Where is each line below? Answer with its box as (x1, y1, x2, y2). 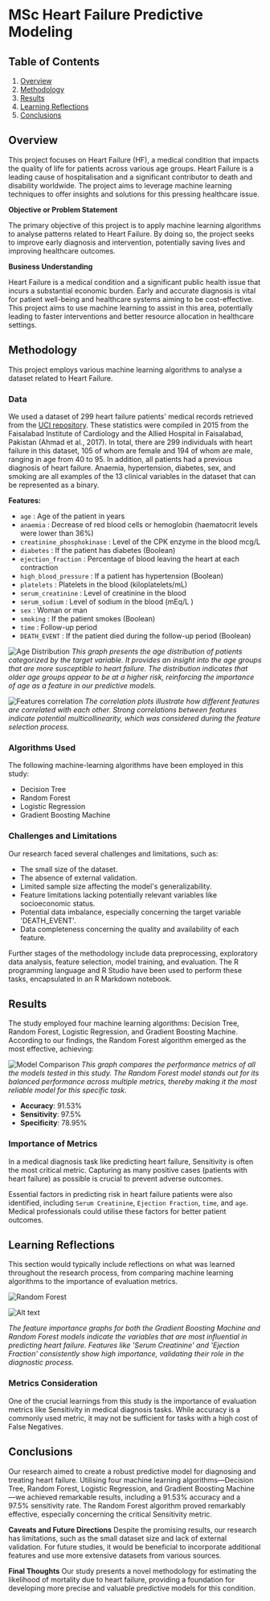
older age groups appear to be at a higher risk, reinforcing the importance (8, 672, 255, 682)
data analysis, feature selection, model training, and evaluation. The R (8, 956, 239, 967)
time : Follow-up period (19, 622, 98, 632)
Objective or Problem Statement (8, 204, 118, 214)
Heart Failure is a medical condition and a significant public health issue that (8, 277, 261, 287)
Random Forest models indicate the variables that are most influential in (8, 1332, 247, 1342)
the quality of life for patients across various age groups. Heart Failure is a (8, 163, 254, 173)
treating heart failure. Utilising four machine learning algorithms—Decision (8, 1475, 254, 1484)
